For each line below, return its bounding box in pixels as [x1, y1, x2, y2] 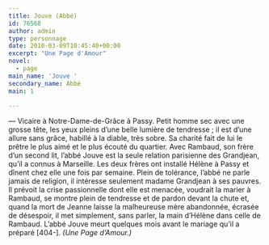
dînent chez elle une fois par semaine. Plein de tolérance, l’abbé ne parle [8, 167, 250, 178]
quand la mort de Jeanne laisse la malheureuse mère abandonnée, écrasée [8, 202, 259, 212]
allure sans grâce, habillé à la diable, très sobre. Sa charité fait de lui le [8, 133, 243, 143]
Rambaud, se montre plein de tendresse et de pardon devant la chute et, [8, 193, 250, 203]
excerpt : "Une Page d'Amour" [8, 49, 107, 57]
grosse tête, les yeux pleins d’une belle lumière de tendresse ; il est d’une [8, 125, 252, 134]
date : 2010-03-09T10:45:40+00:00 [8, 42, 121, 50]
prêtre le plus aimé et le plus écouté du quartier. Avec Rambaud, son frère [8, 142, 254, 152]
